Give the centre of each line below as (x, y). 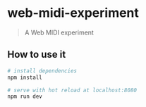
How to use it (37, 55)
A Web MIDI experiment (59, 32)
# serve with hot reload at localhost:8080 (72, 90)
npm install (25, 77)
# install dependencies (42, 71)
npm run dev (25, 96)
